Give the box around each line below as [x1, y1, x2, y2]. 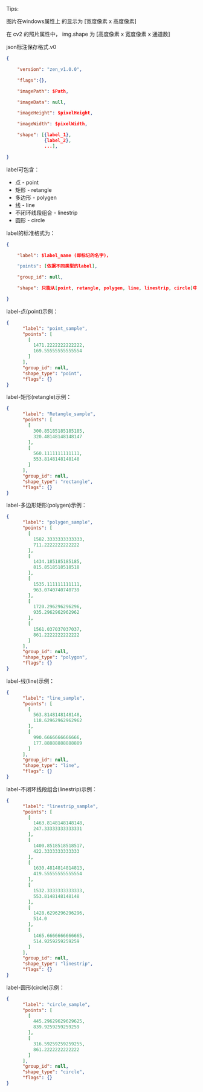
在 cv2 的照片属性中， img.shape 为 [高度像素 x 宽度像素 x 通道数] [6, 30, 170, 38]
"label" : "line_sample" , [22, 695, 85, 701]
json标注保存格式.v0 [6, 44, 57, 50]
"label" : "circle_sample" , [22, 1001, 91, 1007]
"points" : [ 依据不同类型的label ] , [17, 263, 98, 269]
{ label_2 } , [44, 137, 71, 143]
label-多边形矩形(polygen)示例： [6, 502, 88, 509]
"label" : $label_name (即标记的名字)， [17, 252, 111, 258]
